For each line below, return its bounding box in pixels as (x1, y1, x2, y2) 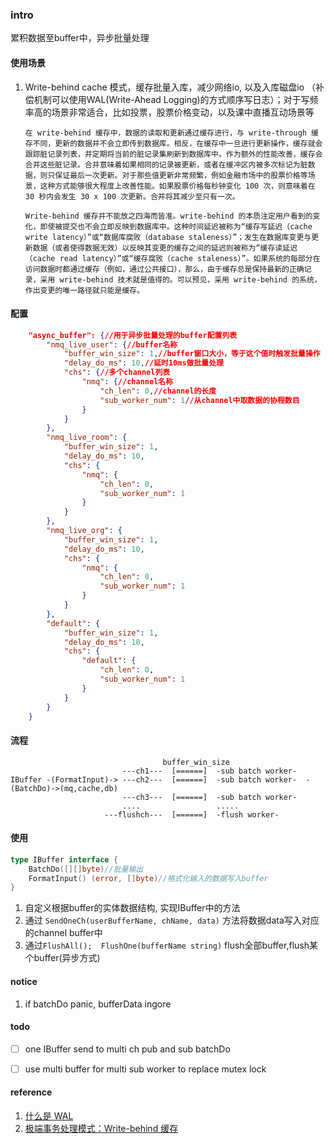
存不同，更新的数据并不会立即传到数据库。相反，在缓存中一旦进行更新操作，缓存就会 (24, 138, 323, 148)
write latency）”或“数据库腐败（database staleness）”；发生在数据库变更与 (24, 232, 312, 242)
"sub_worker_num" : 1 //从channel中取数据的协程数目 (99, 395, 300, 405)
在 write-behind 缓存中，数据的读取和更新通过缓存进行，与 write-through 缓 (24, 128, 319, 138)
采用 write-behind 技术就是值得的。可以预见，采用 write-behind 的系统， (39, 274, 322, 285)
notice (10, 975, 38, 987)
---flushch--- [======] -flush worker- (104, 809, 280, 820)
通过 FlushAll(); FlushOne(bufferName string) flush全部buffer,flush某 (24, 939, 318, 952)
